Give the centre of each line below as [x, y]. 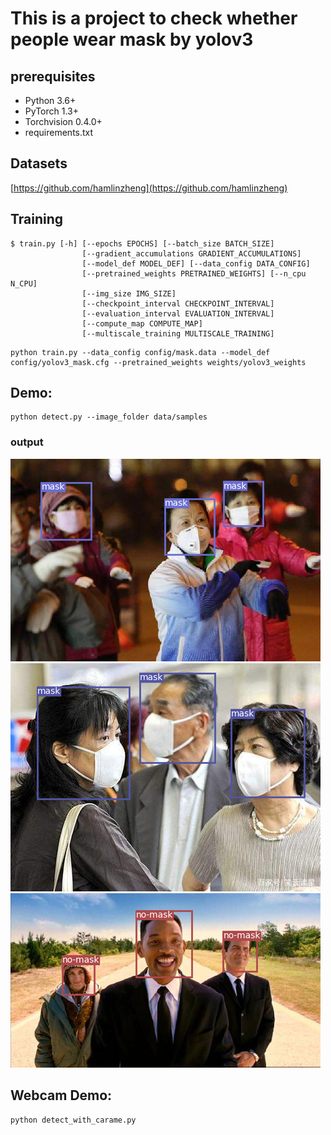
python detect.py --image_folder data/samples [109, 417]
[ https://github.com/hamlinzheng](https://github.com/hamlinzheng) [149, 188]
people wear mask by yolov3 [132, 39]
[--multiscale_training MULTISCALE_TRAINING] [178, 333]
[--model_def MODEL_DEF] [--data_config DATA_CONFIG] [196, 263]
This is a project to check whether [154, 18]
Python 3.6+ [50, 100]
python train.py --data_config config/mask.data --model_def [140, 352]
